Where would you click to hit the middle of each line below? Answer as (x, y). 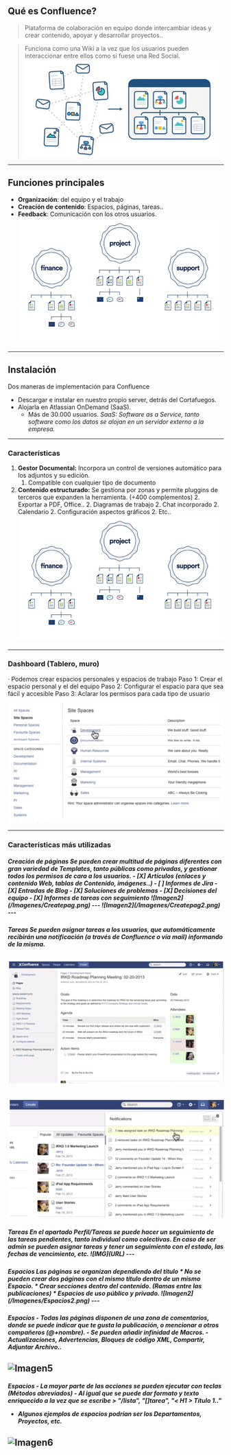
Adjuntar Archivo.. (35, 1347)
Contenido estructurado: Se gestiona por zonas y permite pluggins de (118, 490)
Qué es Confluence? (52, 11)
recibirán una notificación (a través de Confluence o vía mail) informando (115, 937)
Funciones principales (56, 183)
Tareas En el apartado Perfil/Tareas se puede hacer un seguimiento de (111, 1232)
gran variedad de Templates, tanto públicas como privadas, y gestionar (113, 868)
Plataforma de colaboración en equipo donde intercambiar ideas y (118, 27)
